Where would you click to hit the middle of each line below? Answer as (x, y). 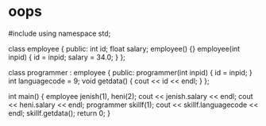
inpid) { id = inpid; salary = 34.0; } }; (67, 57)
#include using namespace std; (60, 33)
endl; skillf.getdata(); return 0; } (60, 113)
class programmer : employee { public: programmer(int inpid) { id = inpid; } (130, 72)
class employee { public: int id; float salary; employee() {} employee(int (124, 48)
